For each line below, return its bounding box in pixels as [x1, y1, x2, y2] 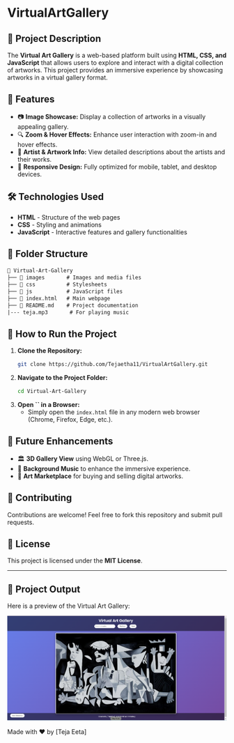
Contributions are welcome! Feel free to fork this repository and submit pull [7, 510, 223, 519]
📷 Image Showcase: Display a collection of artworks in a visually [17, 112, 206, 121]
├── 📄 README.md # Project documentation [7, 302, 139, 309]
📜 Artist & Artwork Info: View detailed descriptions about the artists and [17, 148, 226, 156]
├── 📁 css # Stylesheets [7, 281, 108, 289]
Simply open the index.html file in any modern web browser [27, 408, 201, 416]
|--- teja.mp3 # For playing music [7, 309, 130, 316]
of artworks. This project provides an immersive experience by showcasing [7, 66, 224, 74]
